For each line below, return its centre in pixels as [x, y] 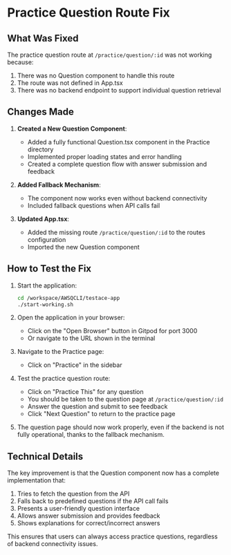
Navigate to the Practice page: [61, 352]
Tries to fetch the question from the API [73, 494]
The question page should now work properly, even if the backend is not [121, 427]
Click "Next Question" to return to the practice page [101, 414]
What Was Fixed [43, 38]
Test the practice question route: [64, 379]
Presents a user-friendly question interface [78, 509]
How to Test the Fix [49, 269]
